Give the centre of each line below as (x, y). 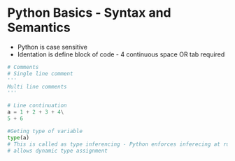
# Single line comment (40, 74)
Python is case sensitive (52, 47)
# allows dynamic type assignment (58, 151)
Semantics (39, 28)
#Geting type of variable (45, 131)
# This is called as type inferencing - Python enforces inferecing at (114, 144)
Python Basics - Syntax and (89, 13)
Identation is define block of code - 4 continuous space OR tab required (121, 54)
